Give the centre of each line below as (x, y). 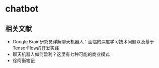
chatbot (22, 9)
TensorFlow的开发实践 (36, 48)
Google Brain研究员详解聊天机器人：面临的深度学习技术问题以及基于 (83, 42)
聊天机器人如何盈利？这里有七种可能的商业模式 (61, 54)
